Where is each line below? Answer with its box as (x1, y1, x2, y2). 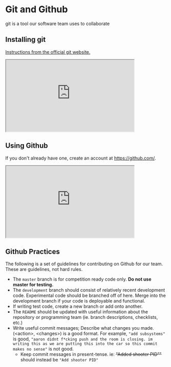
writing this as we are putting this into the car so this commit (12, 341, 158, 347)
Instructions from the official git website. (5, 49, 91, 55)
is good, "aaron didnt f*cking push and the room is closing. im (12, 336, 153, 342)
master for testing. (12, 282, 54, 288)
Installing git (5, 35, 46, 44)
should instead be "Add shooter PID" (20, 357, 99, 363)
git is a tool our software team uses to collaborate (5, 20, 110, 27)
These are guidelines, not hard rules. (5, 266, 83, 272)
